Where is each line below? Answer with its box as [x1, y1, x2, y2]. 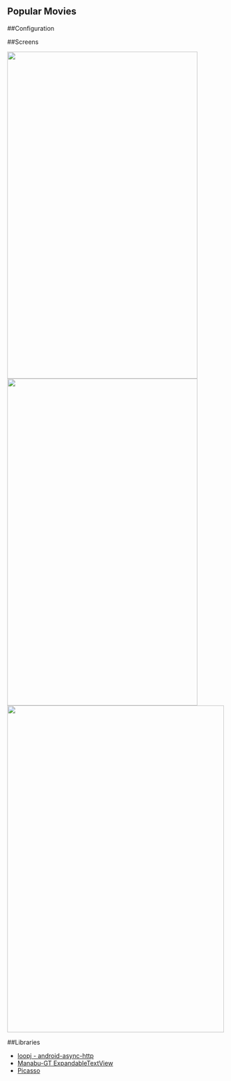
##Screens [7, 38, 39, 46]
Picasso [17, 1066, 40, 1075]
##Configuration [7, 24, 54, 32]
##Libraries [7, 1038, 40, 1046]
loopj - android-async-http [17, 1051, 94, 1059]
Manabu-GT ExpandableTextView [17, 1059, 113, 1067]
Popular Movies [7, 6, 77, 17]
